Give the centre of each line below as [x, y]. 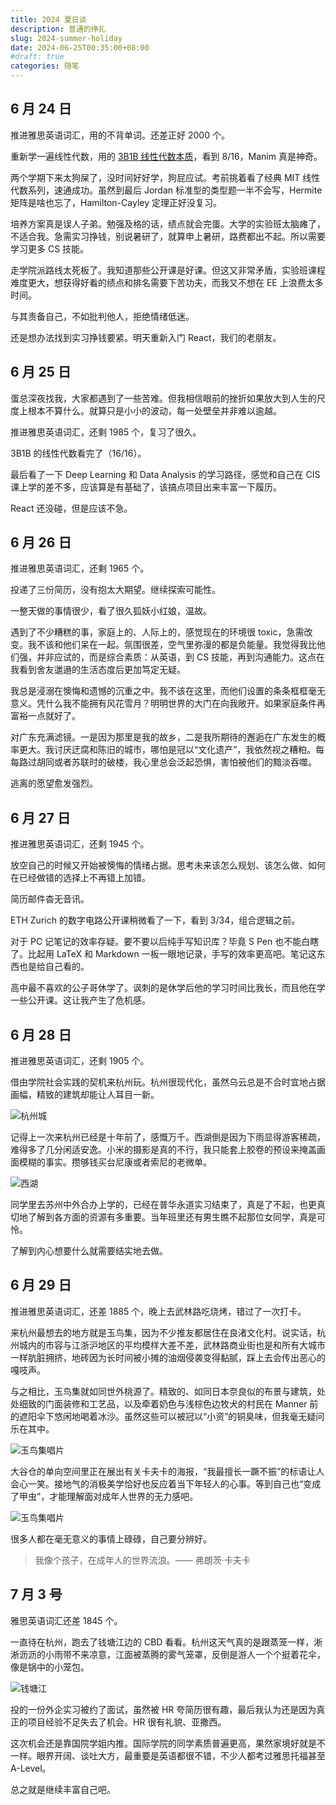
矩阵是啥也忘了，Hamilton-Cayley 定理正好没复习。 [116, 202]
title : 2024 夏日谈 [48, 19]
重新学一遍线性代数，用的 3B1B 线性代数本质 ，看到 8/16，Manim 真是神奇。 [166, 156]
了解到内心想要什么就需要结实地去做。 [89, 1251]
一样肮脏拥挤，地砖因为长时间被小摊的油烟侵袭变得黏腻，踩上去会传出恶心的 [168, 1357]
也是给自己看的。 [54, 967]
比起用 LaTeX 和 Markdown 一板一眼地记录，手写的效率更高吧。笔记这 [172, 954]
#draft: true [37, 57]
